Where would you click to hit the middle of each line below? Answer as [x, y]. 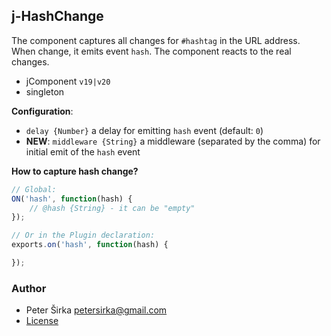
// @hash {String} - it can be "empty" [112, 208]
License [42, 321]
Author [29, 288]
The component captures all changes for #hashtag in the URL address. [156, 40]
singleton [45, 91]
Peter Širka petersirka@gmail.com [96, 310]
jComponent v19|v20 [68, 81]
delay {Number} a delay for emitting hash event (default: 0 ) [144, 130]
